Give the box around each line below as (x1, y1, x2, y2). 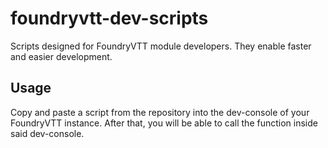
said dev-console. (10, 127, 85, 139)
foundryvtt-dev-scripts (10, 7, 209, 30)
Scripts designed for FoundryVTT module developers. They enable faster (10, 40, 312, 52)
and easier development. (10, 50, 113, 62)
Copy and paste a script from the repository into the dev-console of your (10, 106, 310, 118)
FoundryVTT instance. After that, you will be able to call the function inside (10, 117, 318, 129)
